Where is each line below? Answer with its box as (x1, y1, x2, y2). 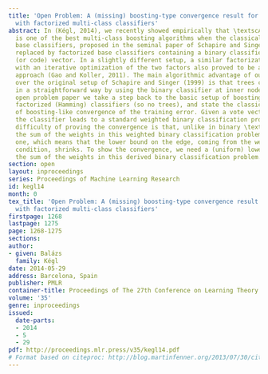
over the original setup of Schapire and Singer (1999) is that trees (15, 78, 255, 86)
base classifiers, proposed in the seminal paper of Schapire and (15, 42, 241, 50)
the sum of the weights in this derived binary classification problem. (15, 153, 262, 161)
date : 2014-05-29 (8, 265, 66, 273)
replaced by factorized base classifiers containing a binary (15, 49, 227, 57)
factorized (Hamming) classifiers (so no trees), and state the (15, 101, 234, 109)
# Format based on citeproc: (8, 353, 105, 362)
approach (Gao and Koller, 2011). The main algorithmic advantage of (15, 71, 251, 79)
